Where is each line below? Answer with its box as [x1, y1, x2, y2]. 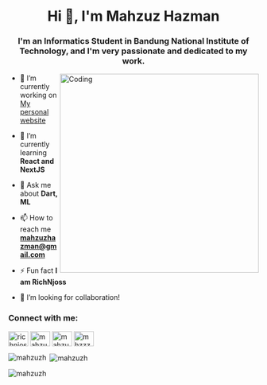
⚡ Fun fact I [19, 266, 58, 275]
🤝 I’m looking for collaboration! [19, 293, 121, 302]
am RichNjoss [19, 278, 67, 287]
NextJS [19, 165, 45, 174]
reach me [19, 224, 52, 234]
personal [19, 107, 49, 117]
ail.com [19, 250, 45, 259]
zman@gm [19, 242, 57, 251]
